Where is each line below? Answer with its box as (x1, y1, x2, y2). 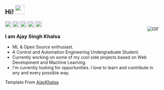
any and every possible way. (12, 70, 70, 76)
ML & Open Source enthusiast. (12, 44, 74, 50)
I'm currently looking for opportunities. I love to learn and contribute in (12, 65, 154, 71)
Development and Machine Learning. (12, 59, 87, 66)
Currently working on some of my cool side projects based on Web (12, 54, 147, 60)
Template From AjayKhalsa (5, 79, 59, 85)
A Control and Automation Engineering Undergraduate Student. (12, 49, 140, 55)
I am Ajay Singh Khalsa (5, 33, 61, 39)
